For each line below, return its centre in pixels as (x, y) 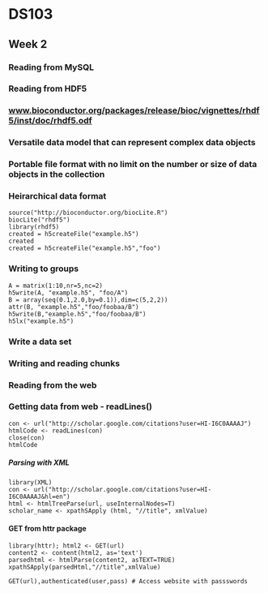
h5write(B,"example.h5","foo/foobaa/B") (78, 314)
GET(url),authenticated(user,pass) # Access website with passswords (128, 582)
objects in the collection (57, 174)
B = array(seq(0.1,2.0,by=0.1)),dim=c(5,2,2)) (88, 300)
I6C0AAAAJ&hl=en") (39, 496)
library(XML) (30, 482)
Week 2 (28, 44)
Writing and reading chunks (64, 363)
